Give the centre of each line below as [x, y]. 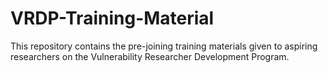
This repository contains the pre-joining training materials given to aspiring [164, 46]
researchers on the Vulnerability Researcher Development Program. [150, 56]
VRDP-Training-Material [112, 18]
